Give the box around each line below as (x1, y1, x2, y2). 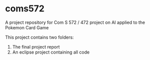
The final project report (12, 44, 60, 50)
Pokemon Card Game (5, 24, 49, 30)
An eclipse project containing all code (12, 49, 90, 55)
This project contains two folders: (5, 34, 74, 40)
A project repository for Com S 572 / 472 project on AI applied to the (5, 19, 146, 25)
